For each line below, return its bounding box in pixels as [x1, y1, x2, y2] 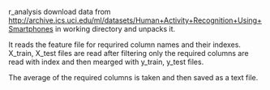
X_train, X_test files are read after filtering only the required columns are [8, 49, 249, 58]
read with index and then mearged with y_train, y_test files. [8, 57, 204, 66]
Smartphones [8, 24, 54, 33]
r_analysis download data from [8, 7, 111, 16]
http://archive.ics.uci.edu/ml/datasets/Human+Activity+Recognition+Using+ [8, 15, 262, 25]
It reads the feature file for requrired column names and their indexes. [8, 40, 242, 49]
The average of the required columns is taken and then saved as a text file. [8, 73, 259, 82]
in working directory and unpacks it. [55, 24, 176, 33]
